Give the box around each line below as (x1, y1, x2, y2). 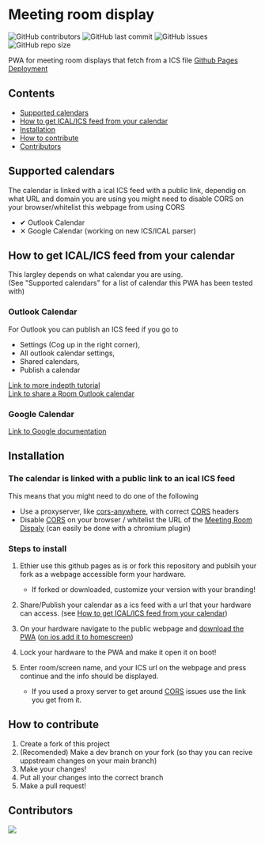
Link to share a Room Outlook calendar (8, 389, 135, 398)
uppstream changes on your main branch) (19, 756, 157, 765)
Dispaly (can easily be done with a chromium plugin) (19, 523, 191, 533)
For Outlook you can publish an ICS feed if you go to (8, 324, 179, 334)
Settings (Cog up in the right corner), (19, 339, 141, 349)
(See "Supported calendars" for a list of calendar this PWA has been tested (8, 279, 253, 288)
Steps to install (8, 543, 67, 554)
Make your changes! (19, 764, 87, 773)
